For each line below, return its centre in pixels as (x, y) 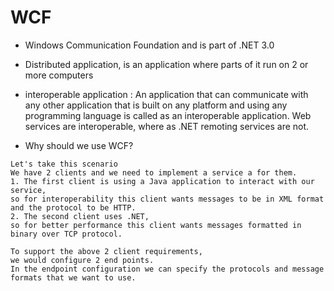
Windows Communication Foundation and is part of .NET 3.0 (149, 45)
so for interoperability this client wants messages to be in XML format (167, 199)
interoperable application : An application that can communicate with (166, 94)
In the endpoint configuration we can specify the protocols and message (167, 269)
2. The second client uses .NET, (80, 216)
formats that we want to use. (73, 277)
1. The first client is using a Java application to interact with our (162, 181)
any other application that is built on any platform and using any (156, 105)
